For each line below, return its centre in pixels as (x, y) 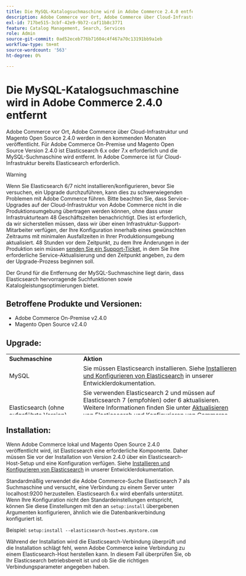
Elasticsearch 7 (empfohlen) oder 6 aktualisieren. (152, 400)
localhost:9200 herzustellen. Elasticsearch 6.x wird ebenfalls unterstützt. (95, 494)
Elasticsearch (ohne (37, 407)
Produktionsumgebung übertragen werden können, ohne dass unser (90, 211)
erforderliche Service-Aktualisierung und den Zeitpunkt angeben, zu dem (96, 255)
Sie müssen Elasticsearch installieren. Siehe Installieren (160, 368)
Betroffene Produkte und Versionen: (74, 304)
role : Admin (21, 34)
